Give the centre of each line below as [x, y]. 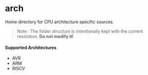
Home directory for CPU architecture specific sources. [59, 22]
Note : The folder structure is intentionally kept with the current [80, 31]
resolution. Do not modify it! [45, 36]
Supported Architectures [31, 47]
